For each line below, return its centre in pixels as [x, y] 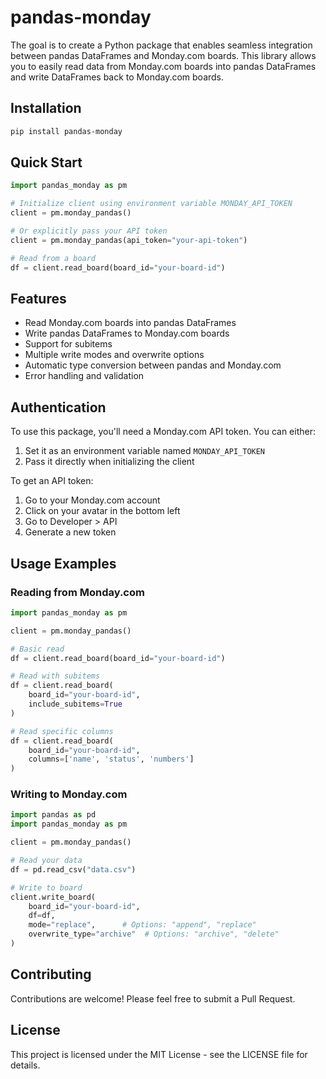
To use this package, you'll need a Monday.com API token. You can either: [163, 432]
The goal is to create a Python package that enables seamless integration [161, 45]
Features [38, 298]
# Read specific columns [62, 731]
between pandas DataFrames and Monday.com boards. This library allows [163, 55]
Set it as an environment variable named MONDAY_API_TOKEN [145, 451]
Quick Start [46, 162]
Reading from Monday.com [77, 592]
